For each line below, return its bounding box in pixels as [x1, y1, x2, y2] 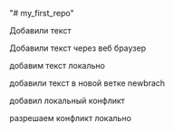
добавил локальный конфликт [9, 95, 125, 106]
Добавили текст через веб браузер [9, 42, 147, 53]
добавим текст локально [9, 61, 106, 71]
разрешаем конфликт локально [9, 113, 131, 123]
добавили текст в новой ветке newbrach [9, 78, 166, 89]
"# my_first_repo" [9, 8, 74, 18]
